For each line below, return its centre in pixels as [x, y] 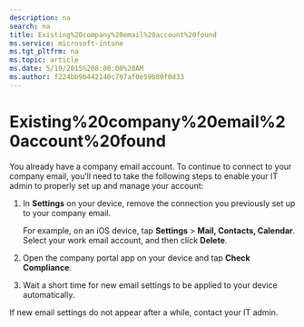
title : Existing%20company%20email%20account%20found [113, 35]
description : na [40, 18]
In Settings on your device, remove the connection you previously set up [159, 203]
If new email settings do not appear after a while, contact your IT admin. [144, 312]
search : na [30, 26]
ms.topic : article [44, 60]
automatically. [49, 294]
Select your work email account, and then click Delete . [125, 240]
